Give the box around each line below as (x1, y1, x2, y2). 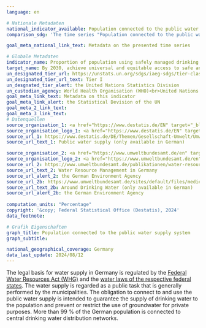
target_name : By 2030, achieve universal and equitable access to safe (6, 65, 193, 71)
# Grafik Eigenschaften (6, 224, 67, 230)
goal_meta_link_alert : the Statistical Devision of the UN (6, 99, 161, 105)
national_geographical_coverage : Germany (6, 246, 114, 253)
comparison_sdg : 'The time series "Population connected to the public (6, 31, 193, 37)
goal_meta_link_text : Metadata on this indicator (6, 93, 136, 100)
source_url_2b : (6, 178, 45, 185)
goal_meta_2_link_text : (6, 105, 67, 111)
